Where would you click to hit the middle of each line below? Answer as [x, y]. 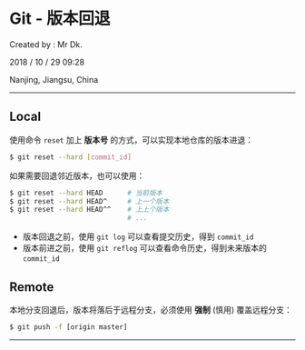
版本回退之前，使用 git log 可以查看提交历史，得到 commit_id [138, 236]
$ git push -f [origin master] [69, 327]
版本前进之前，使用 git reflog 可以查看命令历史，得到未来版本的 [145, 248]
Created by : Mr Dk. [46, 44]
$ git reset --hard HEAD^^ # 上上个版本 [89, 210]
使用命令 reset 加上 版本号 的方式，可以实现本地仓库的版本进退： [132, 140]
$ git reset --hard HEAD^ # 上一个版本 [89, 201]
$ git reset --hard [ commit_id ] [70, 157]
